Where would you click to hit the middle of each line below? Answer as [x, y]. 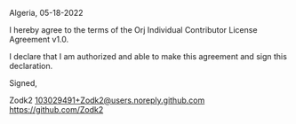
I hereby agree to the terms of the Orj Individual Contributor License [133, 30]
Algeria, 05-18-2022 [46, 13]
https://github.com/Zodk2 [56, 109]
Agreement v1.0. [39, 39]
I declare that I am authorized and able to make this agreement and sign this [148, 56]
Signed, [23, 83]
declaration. [31, 66]
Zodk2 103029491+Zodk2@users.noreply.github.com [107, 100]
